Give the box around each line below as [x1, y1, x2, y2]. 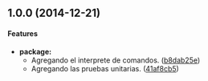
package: [18, 47, 52, 56]
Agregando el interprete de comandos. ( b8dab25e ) [31, 55, 201, 65]
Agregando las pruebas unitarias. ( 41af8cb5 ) [31, 63, 180, 73]
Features [7, 28, 38, 38]
